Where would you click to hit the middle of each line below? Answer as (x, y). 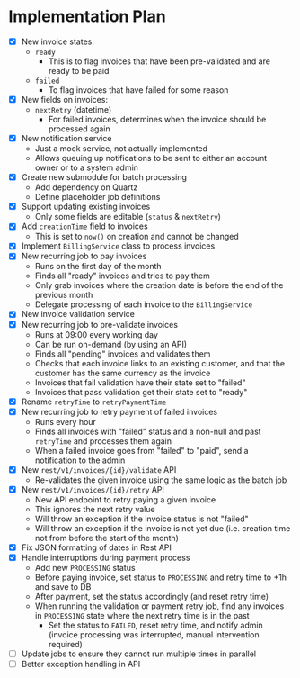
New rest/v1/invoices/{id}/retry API (93, 489)
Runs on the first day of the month (98, 267)
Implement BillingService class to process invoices (118, 246)
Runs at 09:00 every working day (97, 334)
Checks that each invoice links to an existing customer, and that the (159, 363)
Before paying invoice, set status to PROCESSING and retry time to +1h (161, 577)
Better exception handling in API (81, 664)
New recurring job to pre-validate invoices (100, 324)
